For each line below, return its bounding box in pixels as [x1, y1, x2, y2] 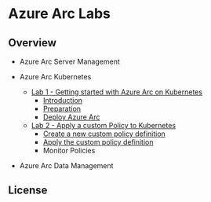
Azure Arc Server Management [19, 57, 120, 66]
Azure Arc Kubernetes [19, 72, 92, 81]
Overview [8, 36, 57, 50]
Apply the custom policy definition [42, 138, 155, 146]
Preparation [42, 104, 81, 113]
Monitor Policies [42, 146, 96, 155]
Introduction [42, 96, 82, 105]
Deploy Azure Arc [42, 112, 100, 122]
